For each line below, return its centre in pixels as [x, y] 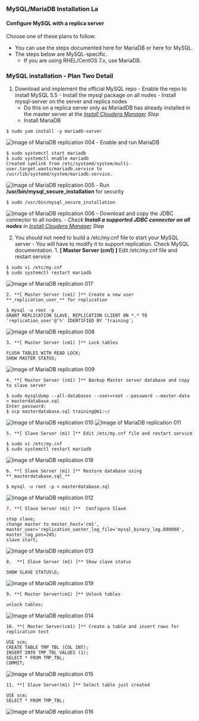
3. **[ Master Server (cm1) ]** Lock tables [62, 343]
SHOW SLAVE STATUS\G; [33, 572]
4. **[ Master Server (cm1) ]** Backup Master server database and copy [98, 380]
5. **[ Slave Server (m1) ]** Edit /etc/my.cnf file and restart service [99, 433]
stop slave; [21, 519]
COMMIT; [16, 663]
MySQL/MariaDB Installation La [52, 9]
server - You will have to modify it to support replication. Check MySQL [102, 244]
